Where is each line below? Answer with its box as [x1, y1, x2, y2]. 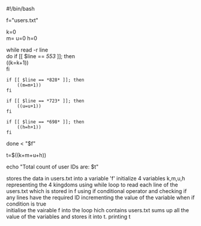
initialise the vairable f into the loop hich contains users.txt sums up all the [6, 207, 189, 213]
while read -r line [6, 46, 49, 53]
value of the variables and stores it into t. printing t [6, 213, 131, 220]
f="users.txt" [6, 17, 39, 23]
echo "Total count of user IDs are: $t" [6, 163, 99, 170]
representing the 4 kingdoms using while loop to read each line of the [6, 181, 178, 188]
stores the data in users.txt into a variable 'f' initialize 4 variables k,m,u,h [6, 175, 185, 182]
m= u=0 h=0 [6, 35, 38, 41]
